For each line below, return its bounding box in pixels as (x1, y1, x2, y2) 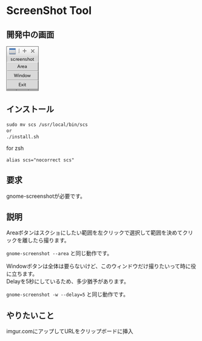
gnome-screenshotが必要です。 (6, 192, 86, 200)
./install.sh (6, 133, 39, 140)
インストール (6, 104, 55, 114)
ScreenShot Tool (6, 4, 92, 18)
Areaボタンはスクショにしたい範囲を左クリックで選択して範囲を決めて (6, 229, 183, 236)
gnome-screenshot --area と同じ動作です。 (6, 250, 113, 257)
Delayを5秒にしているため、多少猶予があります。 (6, 278, 129, 285)
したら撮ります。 (27, 237, 70, 244)
